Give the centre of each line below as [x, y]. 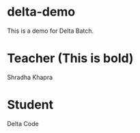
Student [30, 105]
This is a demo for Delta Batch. [51, 31]
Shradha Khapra [30, 77]
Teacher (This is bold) [70, 58]
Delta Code [23, 123]
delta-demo [41, 12]
